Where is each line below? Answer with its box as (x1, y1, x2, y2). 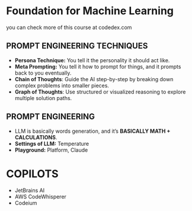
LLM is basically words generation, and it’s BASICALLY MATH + (14, 127, 171, 135)
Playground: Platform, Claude (14, 146, 88, 154)
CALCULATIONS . (14, 133, 57, 140)
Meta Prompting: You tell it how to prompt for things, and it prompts (14, 63, 181, 70)
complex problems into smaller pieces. (14, 82, 110, 89)
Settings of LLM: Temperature (14, 140, 89, 147)
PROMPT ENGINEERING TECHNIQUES (6, 41, 148, 51)
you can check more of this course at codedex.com (6, 24, 132, 31)
